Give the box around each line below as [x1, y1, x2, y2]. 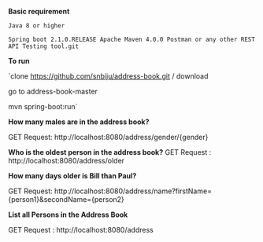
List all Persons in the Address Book [8, 210, 128, 219]
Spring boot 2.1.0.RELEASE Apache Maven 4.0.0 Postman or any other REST [8, 35, 256, 43]
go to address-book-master [8, 86, 98, 96]
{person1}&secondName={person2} [8, 195, 124, 203]
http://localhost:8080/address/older [8, 156, 124, 165]
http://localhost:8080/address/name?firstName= [54, 186, 213, 196]
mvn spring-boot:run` [8, 102, 78, 111]
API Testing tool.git [8, 42, 80, 50]
